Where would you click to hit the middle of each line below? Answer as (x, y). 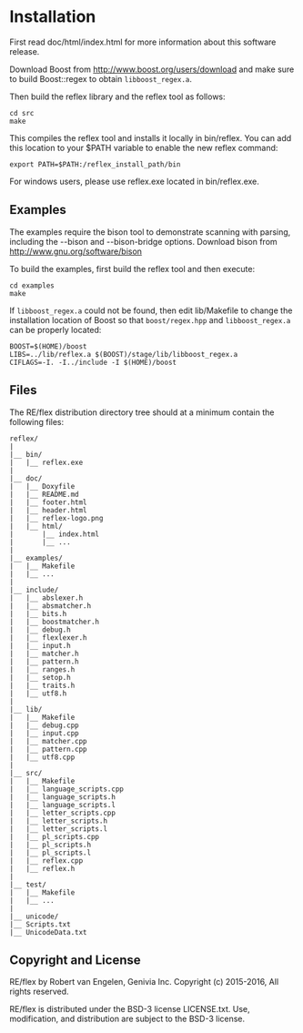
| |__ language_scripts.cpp (67, 789)
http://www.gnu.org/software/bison (76, 251)
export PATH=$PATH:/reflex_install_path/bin (95, 164)
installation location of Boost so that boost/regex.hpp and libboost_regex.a (150, 319)
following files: (37, 421)
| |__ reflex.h (42, 868)
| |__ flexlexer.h (49, 638)
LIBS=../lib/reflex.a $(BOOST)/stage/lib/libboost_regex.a (124, 354)
